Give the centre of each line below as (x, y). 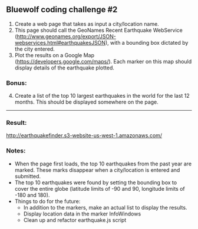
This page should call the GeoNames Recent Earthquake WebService (98, 30)
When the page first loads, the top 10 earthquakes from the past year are (103, 164)
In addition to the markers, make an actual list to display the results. (105, 207)
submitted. (28, 176)
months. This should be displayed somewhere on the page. (87, 102)
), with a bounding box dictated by (147, 42)
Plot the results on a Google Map (55, 55)
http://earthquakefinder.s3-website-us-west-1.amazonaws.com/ (84, 135)
